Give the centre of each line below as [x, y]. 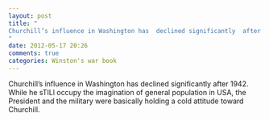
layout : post [30, 16]
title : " [23, 23]
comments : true [34, 53]
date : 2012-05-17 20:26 [48, 46]
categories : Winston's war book [62, 61]
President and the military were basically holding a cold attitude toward [126, 101]
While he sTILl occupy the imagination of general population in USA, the [128, 92]
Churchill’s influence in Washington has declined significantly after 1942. [128, 83]
